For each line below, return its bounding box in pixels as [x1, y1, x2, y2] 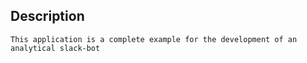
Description [10, 8, 85, 25]
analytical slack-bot [10, 43, 101, 53]
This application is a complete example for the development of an [10, 34, 298, 44]
